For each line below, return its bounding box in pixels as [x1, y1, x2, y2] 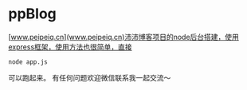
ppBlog [8, 5, 57, 23]
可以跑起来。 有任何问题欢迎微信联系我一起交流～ [8, 72, 171, 82]
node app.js [8, 57, 48, 66]
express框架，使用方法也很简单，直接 [8, 41, 133, 52]
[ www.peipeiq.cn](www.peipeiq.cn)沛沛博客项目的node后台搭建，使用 [8, 32, 239, 41]
